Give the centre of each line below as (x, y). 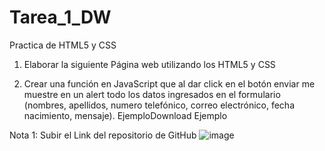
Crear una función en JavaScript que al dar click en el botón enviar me (169, 83)
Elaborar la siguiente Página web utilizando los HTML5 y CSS (149, 64)
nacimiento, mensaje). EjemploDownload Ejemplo (125, 115)
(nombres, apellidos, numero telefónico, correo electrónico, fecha (159, 105)
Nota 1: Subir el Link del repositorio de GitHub (103, 135)
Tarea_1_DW (60, 17)
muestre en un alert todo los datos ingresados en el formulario (152, 94)
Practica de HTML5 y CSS (63, 45)
